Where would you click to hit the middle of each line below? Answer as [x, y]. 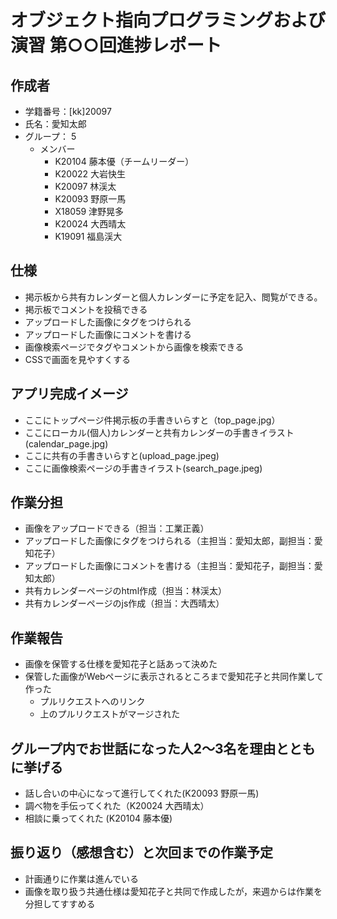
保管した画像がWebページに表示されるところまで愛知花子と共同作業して [174, 677]
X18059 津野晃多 [89, 211]
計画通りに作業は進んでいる [82, 878]
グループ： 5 [50, 136]
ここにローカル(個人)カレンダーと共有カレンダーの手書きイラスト [159, 432]
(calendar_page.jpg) [66, 443]
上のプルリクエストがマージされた [110, 714]
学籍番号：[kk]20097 [68, 111]
